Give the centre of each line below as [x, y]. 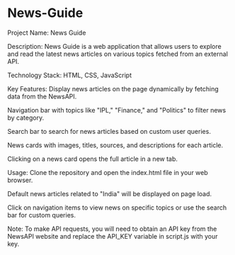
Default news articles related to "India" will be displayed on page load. [110, 193]
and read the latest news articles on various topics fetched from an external [118, 54]
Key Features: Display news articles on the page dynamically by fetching [113, 89]
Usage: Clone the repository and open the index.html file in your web [108, 172]
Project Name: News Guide [47, 33]
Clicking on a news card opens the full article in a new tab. [93, 159]
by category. [26, 118]
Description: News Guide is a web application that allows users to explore [114, 46]
